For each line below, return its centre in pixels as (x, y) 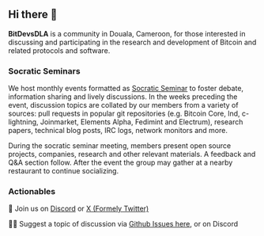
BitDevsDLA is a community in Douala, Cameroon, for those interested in (127, 33)
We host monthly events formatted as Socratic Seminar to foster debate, (126, 89)
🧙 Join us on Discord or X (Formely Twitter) (79, 209)
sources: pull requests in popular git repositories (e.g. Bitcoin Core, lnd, (124, 114)
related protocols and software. (59, 50)
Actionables (32, 192)
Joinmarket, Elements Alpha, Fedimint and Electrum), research (141, 122)
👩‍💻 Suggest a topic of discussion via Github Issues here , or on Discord (123, 224)
